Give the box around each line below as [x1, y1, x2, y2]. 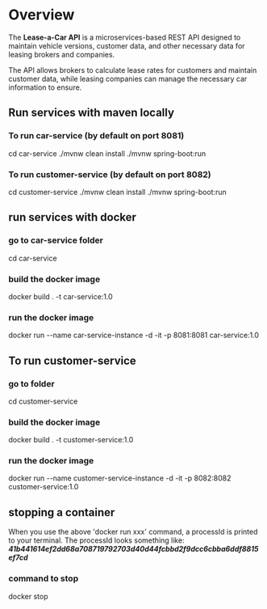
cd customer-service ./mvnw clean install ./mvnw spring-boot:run [8, 187, 227, 197]
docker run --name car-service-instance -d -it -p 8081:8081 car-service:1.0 [8, 330, 260, 340]
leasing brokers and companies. [8, 49, 115, 59]
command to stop [8, 573, 79, 584]
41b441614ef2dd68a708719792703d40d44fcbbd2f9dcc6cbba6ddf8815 [8, 544, 259, 554]
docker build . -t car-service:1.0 [8, 291, 113, 301]
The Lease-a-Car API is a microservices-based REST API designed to [8, 32, 241, 42]
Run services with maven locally [8, 106, 175, 120]
